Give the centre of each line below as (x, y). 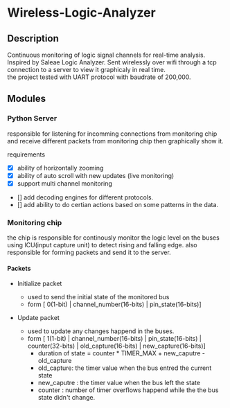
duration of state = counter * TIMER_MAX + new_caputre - (122, 353)
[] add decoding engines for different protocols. (85, 197)
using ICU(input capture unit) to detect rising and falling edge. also (102, 245)
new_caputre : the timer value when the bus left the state (119, 383)
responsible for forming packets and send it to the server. (89, 252)
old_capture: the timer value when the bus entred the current (125, 368)
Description (33, 38)
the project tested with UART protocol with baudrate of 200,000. (99, 77)
